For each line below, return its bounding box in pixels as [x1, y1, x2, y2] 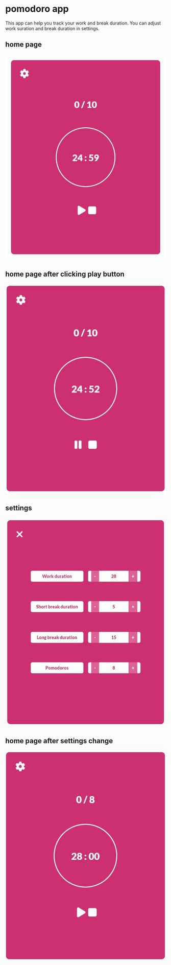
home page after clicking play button [5, 270, 125, 279]
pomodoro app [5, 3, 69, 15]
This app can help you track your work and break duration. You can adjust [5, 20, 161, 26]
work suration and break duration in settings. [5, 25, 100, 31]
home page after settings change [5, 737, 113, 745]
